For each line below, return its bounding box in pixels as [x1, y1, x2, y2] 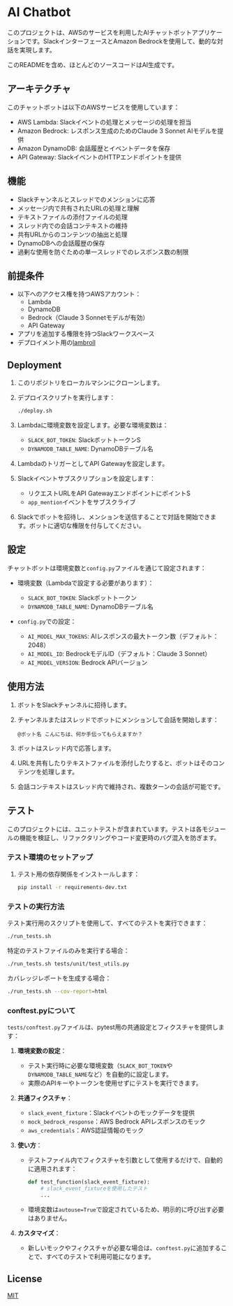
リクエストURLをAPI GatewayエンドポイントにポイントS [27, 489, 190, 497]
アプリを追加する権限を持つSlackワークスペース [17, 329, 155, 338]
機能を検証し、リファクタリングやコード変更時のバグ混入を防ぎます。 [19, 833, 221, 842]
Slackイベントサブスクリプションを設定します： [17, 474, 156, 483]
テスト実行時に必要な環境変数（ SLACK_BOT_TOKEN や [27, 1061, 173, 1070]
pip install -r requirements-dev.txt [17, 883, 128, 890]
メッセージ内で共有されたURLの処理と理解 [17, 204, 140, 212]
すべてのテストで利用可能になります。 [45, 1252, 155, 1261]
